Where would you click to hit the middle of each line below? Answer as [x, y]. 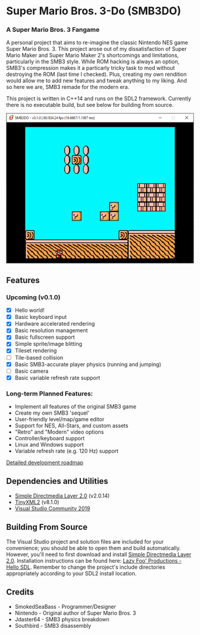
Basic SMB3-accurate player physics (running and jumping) [88, 364]
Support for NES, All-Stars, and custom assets [71, 426]
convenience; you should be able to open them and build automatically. [93, 548]
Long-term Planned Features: [50, 394]
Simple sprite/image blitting [48, 344]
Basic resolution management [51, 330]
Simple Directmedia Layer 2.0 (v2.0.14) [62, 496]
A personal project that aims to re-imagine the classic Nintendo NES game [97, 42]
